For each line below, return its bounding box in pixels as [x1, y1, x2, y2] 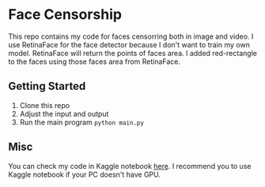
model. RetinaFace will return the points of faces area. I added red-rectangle [8, 48, 257, 58]
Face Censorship [8, 6, 123, 24]
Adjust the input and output [19, 109, 109, 118]
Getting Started [8, 80, 86, 93]
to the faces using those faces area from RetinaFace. [8, 57, 180, 66]
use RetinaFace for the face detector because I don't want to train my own [8, 39, 251, 49]
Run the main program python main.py [19, 117, 145, 127]
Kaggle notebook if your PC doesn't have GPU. [8, 170, 161, 179]
